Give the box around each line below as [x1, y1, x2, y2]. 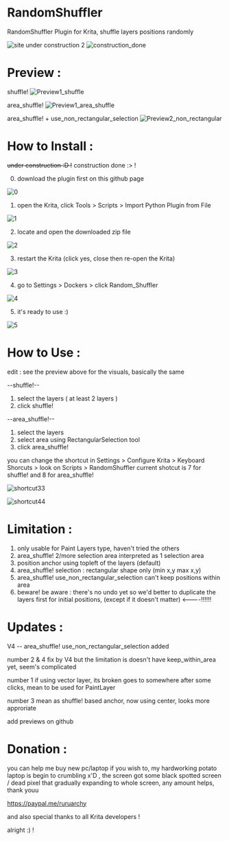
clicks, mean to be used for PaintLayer [7, 683, 116, 691]
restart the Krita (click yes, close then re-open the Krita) [16, 254, 176, 262]
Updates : [7, 619, 64, 635]
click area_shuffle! [16, 442, 69, 451]
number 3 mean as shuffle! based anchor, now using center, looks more [7, 696, 210, 705]
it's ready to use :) [16, 307, 69, 315]
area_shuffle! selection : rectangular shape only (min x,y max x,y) [16, 565, 202, 574]
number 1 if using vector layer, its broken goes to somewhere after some [7, 675, 211, 684]
